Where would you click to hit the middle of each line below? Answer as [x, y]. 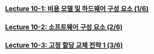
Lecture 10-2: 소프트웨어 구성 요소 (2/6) [64, 27]
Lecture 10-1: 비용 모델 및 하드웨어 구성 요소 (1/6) [77, 9]
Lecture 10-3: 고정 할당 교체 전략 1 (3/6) [64, 45]
